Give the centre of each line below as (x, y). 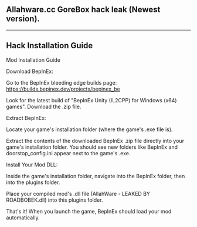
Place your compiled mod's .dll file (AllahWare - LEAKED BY (78, 193)
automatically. (23, 218)
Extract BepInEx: (26, 118)
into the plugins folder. (33, 182)
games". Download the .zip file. (44, 106)
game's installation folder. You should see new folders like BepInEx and (92, 147)
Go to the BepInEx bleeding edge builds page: (62, 82)
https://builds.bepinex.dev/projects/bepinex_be (63, 89)
